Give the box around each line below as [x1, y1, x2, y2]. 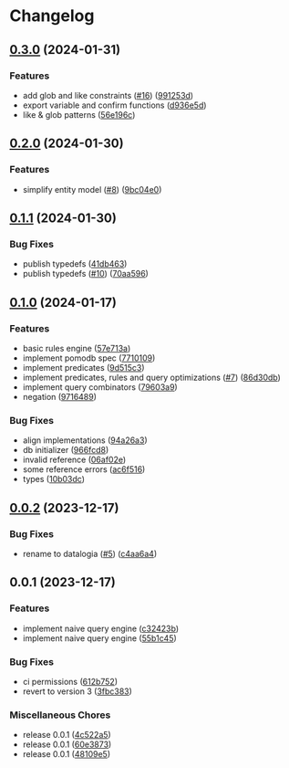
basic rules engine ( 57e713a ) [22, 342, 131, 353]
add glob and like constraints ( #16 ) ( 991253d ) [22, 89, 194, 100]
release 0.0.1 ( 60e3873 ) [22, 739, 112, 750]
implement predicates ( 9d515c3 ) [22, 362, 145, 373]
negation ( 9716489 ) [22, 391, 98, 402]
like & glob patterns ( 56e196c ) [22, 109, 136, 120]
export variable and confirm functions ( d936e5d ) [22, 100, 207, 110]
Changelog [9, 5, 95, 26]
